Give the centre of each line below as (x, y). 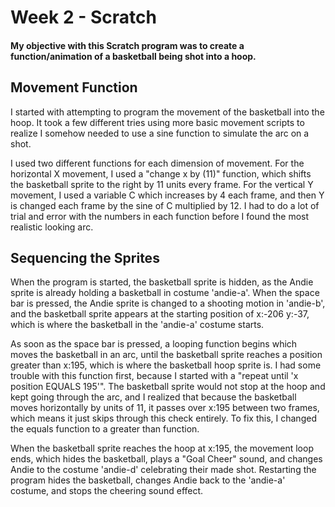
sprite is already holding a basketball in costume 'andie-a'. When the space (165, 293)
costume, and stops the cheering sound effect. (107, 491)
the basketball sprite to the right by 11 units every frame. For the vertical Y (162, 184)
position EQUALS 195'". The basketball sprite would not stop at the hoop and (168, 387)
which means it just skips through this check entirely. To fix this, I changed (163, 418)
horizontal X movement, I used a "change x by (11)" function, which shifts (161, 173)
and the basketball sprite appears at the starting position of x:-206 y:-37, (160, 314)
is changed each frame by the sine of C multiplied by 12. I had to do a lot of (165, 205)
